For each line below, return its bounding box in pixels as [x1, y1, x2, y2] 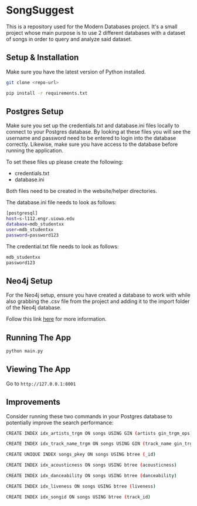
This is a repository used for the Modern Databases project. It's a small [6, 23, 178, 30]
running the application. [6, 147, 63, 154]
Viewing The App [6, 364, 71, 374]
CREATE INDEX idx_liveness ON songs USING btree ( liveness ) [6, 483, 157, 489]
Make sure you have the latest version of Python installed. [6, 68, 146, 75]
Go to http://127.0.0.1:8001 [6, 380, 76, 387]
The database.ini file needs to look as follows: [6, 199, 117, 206]
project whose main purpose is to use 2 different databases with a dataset [6, 29, 186, 36]
